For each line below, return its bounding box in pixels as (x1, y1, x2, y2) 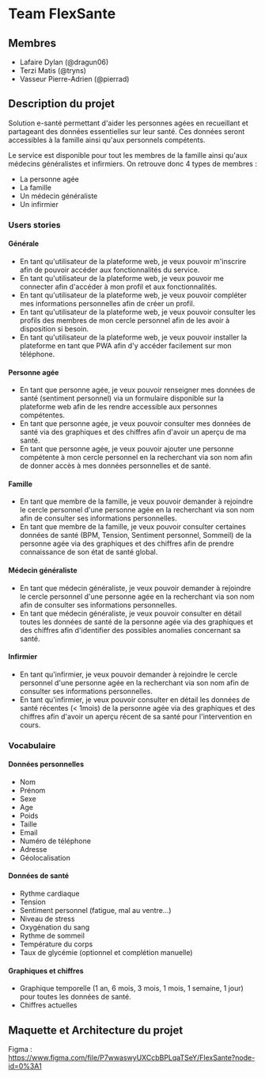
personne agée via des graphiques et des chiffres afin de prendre (19, 539, 235, 548)
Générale (8, 239, 40, 248)
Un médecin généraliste (19, 191, 98, 201)
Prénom (19, 785, 46, 795)
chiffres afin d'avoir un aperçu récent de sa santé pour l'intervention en (19, 712, 252, 721)
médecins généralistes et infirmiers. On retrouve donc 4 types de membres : (8, 159, 257, 168)
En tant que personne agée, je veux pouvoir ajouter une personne (19, 444, 234, 454)
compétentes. (19, 410, 66, 420)
